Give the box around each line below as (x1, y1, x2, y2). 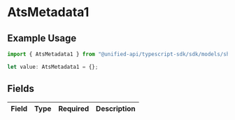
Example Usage (7, 32, 77, 44)
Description (95, 103, 136, 113)
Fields (7, 83, 35, 95)
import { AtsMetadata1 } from (7, 51, 96, 58)
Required (58, 103, 90, 113)
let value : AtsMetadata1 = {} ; (7, 63, 99, 70)
